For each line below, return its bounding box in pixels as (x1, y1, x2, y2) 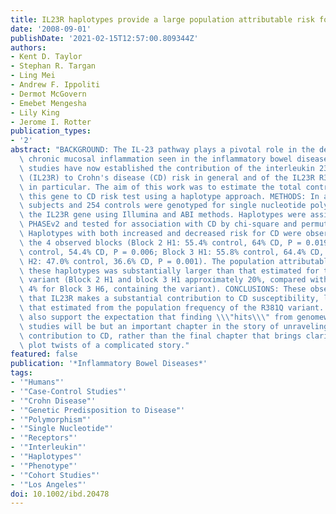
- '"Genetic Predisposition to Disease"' (10, 405, 186, 415)
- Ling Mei (10, 71, 56, 81)
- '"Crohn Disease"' (10, 396, 97, 406)
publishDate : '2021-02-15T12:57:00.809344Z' (10, 33, 199, 43)
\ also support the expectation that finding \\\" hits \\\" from (19, 312, 293, 322)
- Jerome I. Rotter (10, 117, 92, 127)
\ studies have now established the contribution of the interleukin (19, 163, 315, 173)
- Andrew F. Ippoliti (10, 80, 101, 90)
